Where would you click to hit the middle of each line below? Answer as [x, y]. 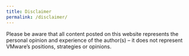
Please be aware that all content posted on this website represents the [92, 34]
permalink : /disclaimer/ [37, 17]
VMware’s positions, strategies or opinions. [59, 46]
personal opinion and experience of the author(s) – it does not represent [94, 40]
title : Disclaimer [29, 11]
